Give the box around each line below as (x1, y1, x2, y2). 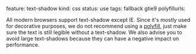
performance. (6, 41, 40, 48)
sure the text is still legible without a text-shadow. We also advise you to (6, 29, 182, 36)
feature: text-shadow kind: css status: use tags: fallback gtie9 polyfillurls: (6, 5, 186, 12)
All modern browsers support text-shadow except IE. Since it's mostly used (6, 16, 191, 23)
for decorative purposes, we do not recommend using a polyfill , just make (6, 23, 187, 29)
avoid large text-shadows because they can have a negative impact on (6, 35, 179, 42)
